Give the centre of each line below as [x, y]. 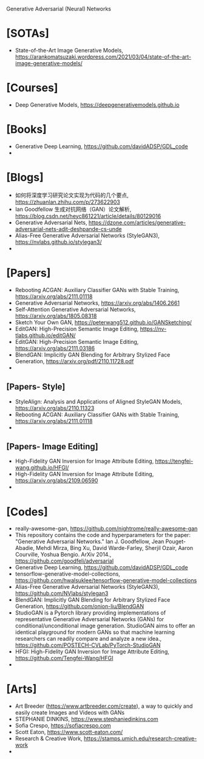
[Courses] [32, 88]
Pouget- [176, 541]
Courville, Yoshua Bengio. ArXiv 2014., [63, 555]
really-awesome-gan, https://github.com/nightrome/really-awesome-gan [106, 529]
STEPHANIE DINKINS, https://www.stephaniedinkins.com [87, 719]
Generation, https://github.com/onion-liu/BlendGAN [80, 607]
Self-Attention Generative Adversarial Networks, [75, 309]
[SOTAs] [28, 34]
